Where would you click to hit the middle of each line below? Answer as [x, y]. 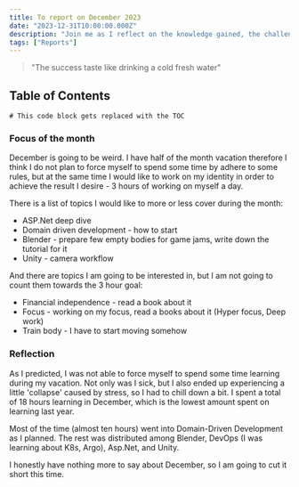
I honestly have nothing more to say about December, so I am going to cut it [148, 465]
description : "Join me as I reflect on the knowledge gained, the [135, 34]
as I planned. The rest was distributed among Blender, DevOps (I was [136, 438]
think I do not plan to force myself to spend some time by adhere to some [144, 167]
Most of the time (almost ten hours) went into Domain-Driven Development [146, 428]
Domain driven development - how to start [100, 230]
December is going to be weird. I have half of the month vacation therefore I [148, 158]
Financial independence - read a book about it [107, 303]
